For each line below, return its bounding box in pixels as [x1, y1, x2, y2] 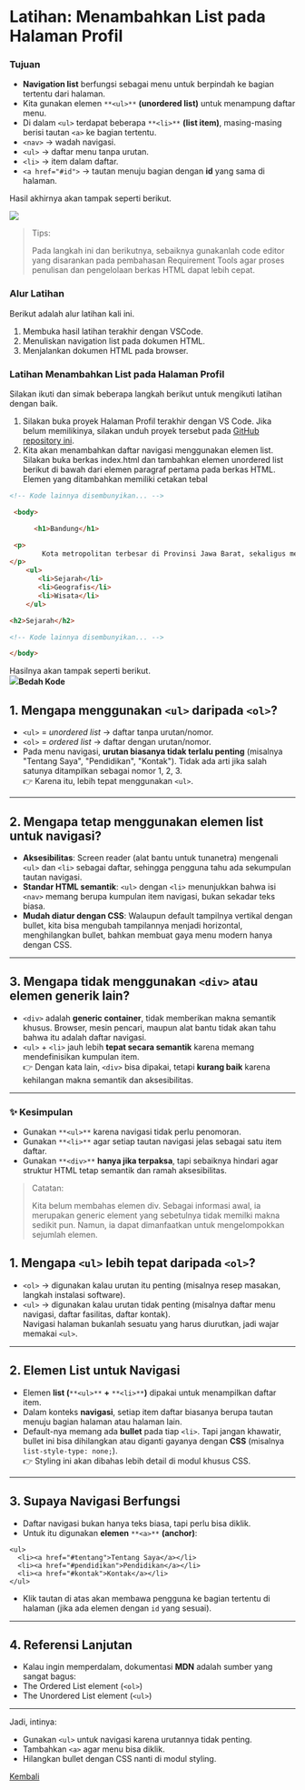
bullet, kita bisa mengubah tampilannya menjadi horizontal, [22, 920, 243, 930]
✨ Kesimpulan [9, 1105, 74, 1118]
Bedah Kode [18, 676, 65, 688]
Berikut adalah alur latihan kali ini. [9, 307, 135, 319]
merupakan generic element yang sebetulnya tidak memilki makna [31, 1210, 280, 1221]
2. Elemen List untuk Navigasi [9, 1363, 181, 1379]
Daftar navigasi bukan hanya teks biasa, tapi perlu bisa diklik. [22, 1517, 251, 1529]
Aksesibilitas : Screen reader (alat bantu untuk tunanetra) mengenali [22, 852, 279, 863]
